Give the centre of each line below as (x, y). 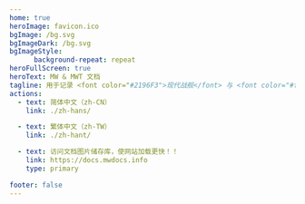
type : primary (52, 169)
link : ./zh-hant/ (59, 136)
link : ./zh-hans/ (59, 111)
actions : (26, 93)
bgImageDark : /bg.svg (50, 43)
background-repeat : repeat (84, 60)
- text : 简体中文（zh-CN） (64, 102)
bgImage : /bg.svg (42, 34)
